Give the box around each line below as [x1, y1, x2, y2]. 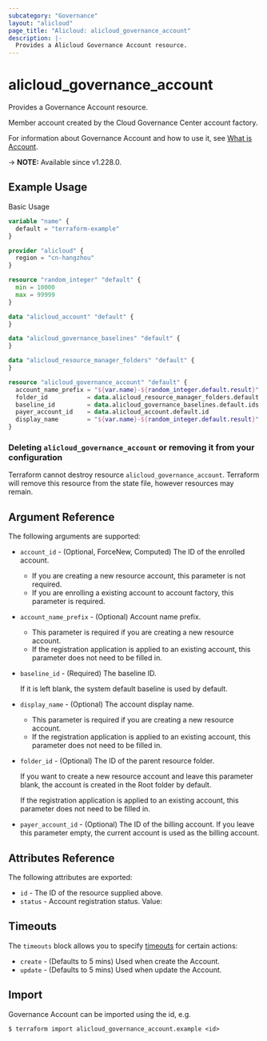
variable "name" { [8, 217, 70, 225]
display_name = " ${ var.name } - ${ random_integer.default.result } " [15, 415, 260, 424]
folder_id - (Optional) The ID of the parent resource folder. [19, 756, 215, 766]
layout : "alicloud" [8, 19, 74, 27]
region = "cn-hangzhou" [15, 254, 94, 262]
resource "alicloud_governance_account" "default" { [8, 378, 188, 386]
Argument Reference [8, 510, 115, 524]
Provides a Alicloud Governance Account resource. [15, 42, 188, 50]
